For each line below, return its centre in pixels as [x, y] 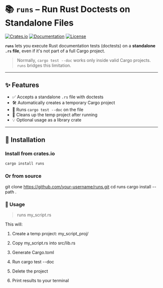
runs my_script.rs [34, 215]
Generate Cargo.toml [33, 252]
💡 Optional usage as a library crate [47, 120]
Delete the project [30, 271]
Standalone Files [39, 23]
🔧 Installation [25, 140]
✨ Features [22, 85]
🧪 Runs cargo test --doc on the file [48, 109]
